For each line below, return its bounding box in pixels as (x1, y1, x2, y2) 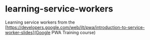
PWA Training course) (51, 29, 96, 35)
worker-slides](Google (5, 29, 50, 35)
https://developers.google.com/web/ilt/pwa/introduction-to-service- (6, 24, 145, 30)
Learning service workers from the (5, 19, 75, 25)
